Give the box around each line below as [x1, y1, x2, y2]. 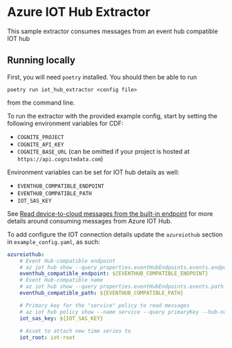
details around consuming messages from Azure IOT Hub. [7, 217, 173, 225]
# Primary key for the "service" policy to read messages [19, 302, 190, 309]
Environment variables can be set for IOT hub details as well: [7, 167, 180, 176]
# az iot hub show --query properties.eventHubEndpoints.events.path [19, 283, 224, 291]
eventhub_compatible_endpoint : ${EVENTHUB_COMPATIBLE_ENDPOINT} [19, 271, 209, 277]
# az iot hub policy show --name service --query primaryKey [19, 309, 199, 315]
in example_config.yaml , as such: [7, 237, 100, 246]
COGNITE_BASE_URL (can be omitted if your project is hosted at [17, 147, 190, 156]
